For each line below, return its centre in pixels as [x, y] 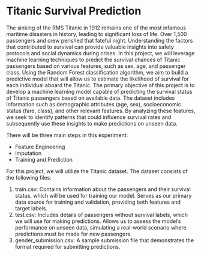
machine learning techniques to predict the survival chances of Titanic [93, 59]
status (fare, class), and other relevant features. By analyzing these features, [101, 111]
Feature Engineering [40, 147]
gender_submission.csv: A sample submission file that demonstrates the [104, 240]
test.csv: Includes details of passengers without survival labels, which [101, 215]
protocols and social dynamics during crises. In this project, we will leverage [100, 53]
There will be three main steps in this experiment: [67, 135]
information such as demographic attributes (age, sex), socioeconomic [94, 104]
